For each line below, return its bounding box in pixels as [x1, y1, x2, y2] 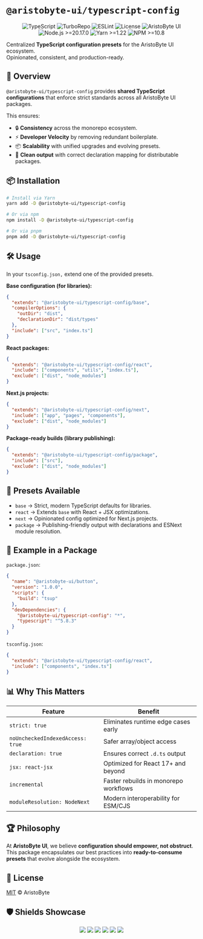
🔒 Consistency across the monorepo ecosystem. [14, 124, 138, 132]
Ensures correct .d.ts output [103, 749, 186, 758]
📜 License [6, 872, 44, 883]
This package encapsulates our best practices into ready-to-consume [6, 849, 182, 856]
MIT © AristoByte [6, 889, 50, 896]
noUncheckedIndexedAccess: [9, 735, 87, 742]
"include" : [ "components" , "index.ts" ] [11, 663, 112, 669]
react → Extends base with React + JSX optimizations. [14, 508, 150, 515]
